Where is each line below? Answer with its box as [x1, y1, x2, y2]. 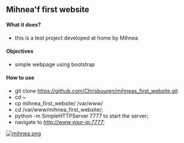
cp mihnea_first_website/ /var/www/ [14, 100, 104, 107]
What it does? [6, 21, 41, 28]
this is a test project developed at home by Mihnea [14, 34, 138, 41]
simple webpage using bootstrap [14, 61, 95, 68]
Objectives [6, 48, 34, 55]
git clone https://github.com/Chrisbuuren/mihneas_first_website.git [14, 88, 178, 94]
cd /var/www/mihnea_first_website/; [14, 106, 104, 113]
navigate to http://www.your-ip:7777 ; [14, 119, 105, 125]
